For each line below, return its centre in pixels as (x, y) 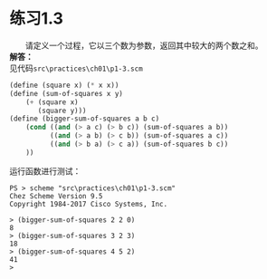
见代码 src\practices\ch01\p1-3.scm (76, 68)
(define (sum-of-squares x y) (67, 93)
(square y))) (62, 111)
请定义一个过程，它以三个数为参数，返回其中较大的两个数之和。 (144, 45)
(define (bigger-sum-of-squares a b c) (85, 119)
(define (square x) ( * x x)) (64, 85)
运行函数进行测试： (45, 171)
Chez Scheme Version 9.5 (56, 196)
